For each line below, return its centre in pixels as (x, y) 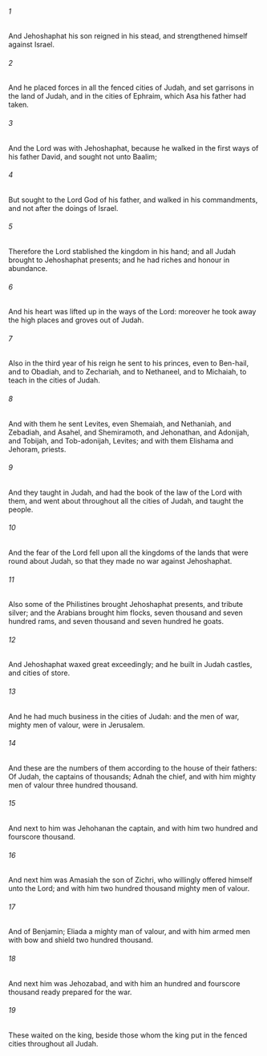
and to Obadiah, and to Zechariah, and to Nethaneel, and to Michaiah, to (127, 372)
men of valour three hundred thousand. (73, 785)
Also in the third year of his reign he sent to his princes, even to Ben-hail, (129, 363)
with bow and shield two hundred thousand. (81, 940)
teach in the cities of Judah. (54, 380)
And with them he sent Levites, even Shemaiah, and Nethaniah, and (120, 423)
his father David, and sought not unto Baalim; (83, 156)
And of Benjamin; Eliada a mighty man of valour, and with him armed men (129, 932)
